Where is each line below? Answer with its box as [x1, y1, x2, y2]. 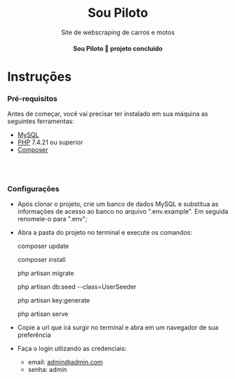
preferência [17, 331, 51, 339]
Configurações [7, 184, 60, 193]
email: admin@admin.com [27, 358, 103, 366]
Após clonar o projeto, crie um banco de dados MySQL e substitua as [17, 200, 219, 208]
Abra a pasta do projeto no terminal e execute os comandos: [17, 228, 193, 237]
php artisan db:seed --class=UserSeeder [17, 282, 137, 291]
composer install [17, 256, 66, 264]
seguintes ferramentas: [7, 117, 75, 125]
